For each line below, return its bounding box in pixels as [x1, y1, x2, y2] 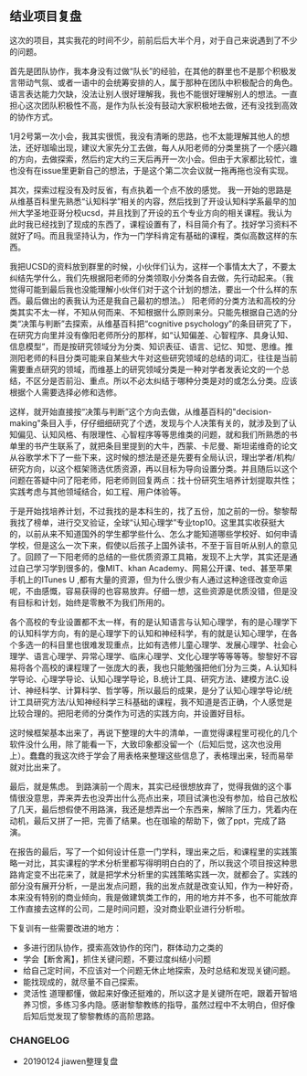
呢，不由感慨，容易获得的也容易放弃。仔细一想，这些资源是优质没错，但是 [9, 585, 290, 596]
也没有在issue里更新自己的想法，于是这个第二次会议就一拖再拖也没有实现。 [9, 165, 294, 176]
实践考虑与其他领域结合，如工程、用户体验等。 [9, 485, 185, 496]
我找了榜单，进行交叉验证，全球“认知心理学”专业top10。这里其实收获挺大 [9, 517, 285, 527]
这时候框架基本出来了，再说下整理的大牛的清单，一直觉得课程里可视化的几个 [9, 727, 298, 738]
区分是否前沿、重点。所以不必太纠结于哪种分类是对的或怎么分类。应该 [33, 375, 298, 386]
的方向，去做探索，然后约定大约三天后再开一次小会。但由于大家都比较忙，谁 [9, 154, 298, 165]
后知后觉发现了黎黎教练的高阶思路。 [22, 1010, 160, 1021]
